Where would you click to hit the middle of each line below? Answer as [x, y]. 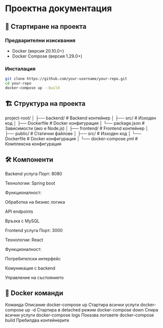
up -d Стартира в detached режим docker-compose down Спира [91, 310]
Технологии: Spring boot [30, 183]
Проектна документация [58, 9]
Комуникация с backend [30, 268]
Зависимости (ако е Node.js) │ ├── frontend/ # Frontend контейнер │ [77, 128]
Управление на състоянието [35, 278]
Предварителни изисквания [40, 40]
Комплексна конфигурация [33, 144]
